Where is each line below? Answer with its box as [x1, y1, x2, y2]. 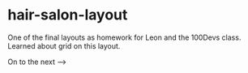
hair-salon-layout [7, 6, 128, 24]
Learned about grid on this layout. [7, 41, 121, 50]
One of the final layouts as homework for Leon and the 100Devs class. [7, 32, 242, 42]
